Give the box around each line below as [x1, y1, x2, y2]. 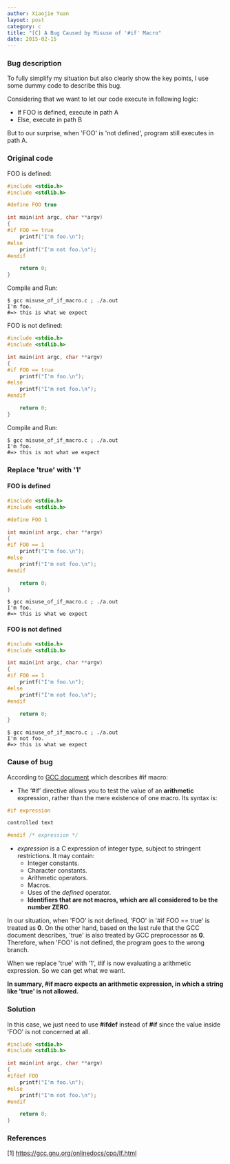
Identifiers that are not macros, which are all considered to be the [27, 895, 218, 904]
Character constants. [27, 866, 87, 875]
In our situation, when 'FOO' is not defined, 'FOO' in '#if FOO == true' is [7, 916, 210, 925]
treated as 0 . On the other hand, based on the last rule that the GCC [7, 924, 200, 932]
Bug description [7, 59, 62, 68]
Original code [7, 153, 54, 163]
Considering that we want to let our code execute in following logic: [7, 95, 198, 104]
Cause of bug [7, 757, 53, 767]
